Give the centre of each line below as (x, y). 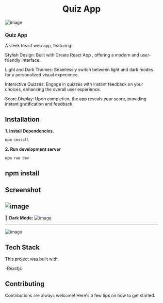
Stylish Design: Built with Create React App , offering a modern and (72, 55)
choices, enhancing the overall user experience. (53, 89)
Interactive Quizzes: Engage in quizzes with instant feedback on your (74, 84)
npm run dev (17, 158)
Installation (22, 119)
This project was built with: (32, 259)
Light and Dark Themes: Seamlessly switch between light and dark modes (79, 70)
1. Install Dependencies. (30, 131)
